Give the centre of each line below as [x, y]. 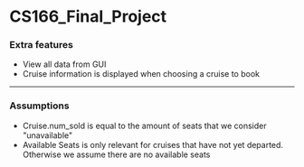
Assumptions [39, 106]
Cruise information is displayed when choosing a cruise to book [141, 74]
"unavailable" [47, 135]
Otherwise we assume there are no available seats [116, 154]
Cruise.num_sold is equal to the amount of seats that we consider [144, 125]
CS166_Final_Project [88, 17]
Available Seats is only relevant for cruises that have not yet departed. [152, 144]
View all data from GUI [64, 64]
